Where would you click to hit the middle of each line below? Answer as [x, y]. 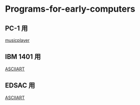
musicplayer [17, 40]
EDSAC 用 [20, 86]
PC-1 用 [16, 28]
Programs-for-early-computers [70, 9]
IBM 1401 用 [23, 57]
